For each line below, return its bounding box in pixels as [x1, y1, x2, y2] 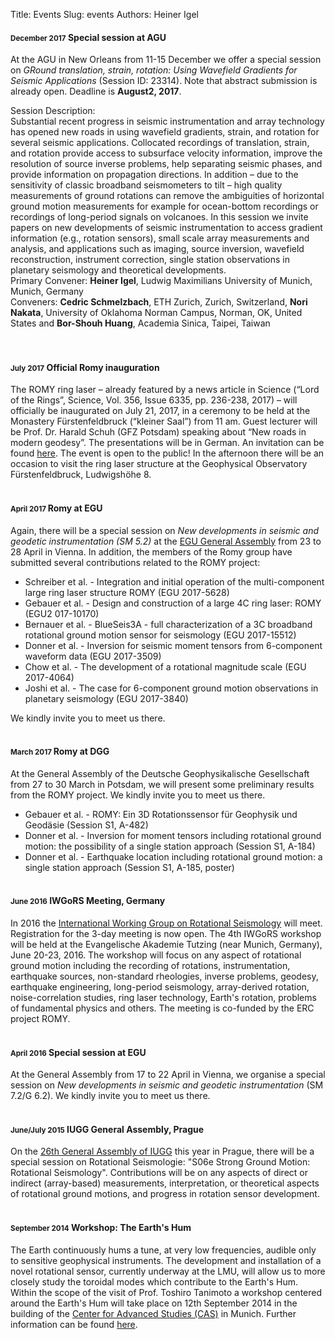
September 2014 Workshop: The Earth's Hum [10, 1222, 192, 1234]
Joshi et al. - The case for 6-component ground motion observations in [24, 682, 319, 694]
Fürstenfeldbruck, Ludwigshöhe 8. [10, 469, 152, 481]
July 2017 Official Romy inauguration [10, 361, 160, 373]
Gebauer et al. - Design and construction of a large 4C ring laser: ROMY [24, 597, 322, 609]
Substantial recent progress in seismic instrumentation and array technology [10, 115, 325, 128]
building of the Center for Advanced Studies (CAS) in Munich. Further [10, 1307, 297, 1319]
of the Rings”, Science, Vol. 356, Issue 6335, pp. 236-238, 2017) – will [10, 394, 298, 406]
